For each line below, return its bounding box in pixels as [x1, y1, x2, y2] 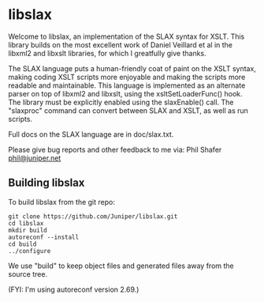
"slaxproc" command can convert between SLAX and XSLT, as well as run [8, 105, 248, 115]
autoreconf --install [8, 233, 80, 241]
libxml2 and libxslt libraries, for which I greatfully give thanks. [8, 48, 206, 58]
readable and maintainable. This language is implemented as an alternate [8, 81, 246, 90]
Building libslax [8, 176, 85, 190]
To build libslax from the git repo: [8, 197, 116, 206]
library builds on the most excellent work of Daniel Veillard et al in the [8, 40, 233, 49]
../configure [8, 247, 51, 255]
